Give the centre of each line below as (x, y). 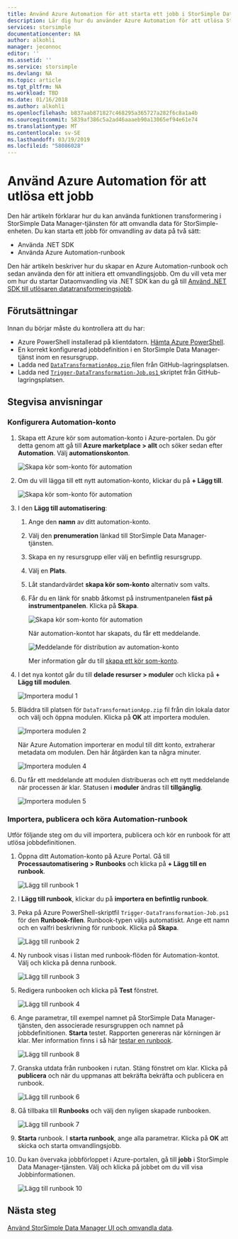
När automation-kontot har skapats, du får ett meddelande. (114, 633)
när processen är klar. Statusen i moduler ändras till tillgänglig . (110, 787)
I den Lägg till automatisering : (62, 508)
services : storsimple (39, 27)
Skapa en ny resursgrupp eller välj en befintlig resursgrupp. (115, 557)
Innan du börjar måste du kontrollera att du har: (76, 328)
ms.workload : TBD (33, 93)
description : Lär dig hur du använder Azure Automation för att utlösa (115, 21)
